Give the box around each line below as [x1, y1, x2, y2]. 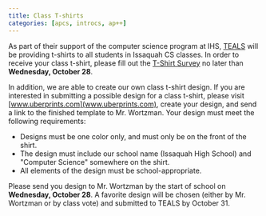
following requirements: [8, 116, 86, 126]
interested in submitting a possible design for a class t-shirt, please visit [8, 90, 245, 100]
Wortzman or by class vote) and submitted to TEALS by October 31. [8, 198, 230, 208]
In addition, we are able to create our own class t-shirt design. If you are [8, 82, 245, 92]
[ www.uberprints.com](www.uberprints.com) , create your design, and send [8, 99, 257, 109]
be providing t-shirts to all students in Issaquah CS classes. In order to [8, 50, 240, 59]
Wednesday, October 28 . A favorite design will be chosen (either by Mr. [8, 190, 246, 199]
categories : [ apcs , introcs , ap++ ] [8, 19, 127, 27]
